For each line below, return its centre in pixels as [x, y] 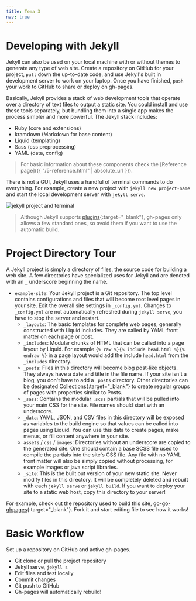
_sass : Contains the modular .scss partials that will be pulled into [101, 399]
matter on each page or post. [58, 336]
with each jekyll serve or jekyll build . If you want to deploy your [104, 486]
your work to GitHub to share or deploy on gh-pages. [70, 87]
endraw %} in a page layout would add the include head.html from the [106, 355]
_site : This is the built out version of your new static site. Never [100, 473]
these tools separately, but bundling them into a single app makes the [90, 111]
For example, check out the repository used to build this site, [79, 503]
